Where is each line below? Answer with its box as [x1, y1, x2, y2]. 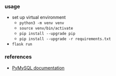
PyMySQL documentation [11, 64, 65, 70]
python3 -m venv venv [19, 20, 64, 25]
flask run [11, 42, 33, 47]
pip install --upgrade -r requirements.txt [19, 36, 112, 41]
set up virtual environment [11, 14, 66, 20]
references [4, 53, 32, 60]
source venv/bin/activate [19, 26, 73, 31]
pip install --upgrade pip [19, 31, 76, 36]
